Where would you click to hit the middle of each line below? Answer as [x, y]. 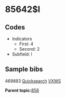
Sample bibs [24, 69]
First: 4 [26, 44]
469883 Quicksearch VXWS [33, 81]
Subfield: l [22, 54]
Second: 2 [29, 49]
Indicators [22, 39]
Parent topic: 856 [22, 90]
